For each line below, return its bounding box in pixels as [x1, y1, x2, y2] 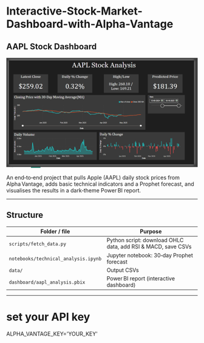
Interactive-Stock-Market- [6, 4, 143, 18]
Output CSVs [106, 266, 139, 274]
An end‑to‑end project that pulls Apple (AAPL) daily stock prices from [6, 174, 180, 181]
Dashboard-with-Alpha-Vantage [6, 17, 174, 31]
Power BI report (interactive [106, 275, 175, 282]
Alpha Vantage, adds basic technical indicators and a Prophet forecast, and [6, 180, 194, 188]
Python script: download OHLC [106, 237, 184, 244]
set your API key [6, 310, 90, 324]
